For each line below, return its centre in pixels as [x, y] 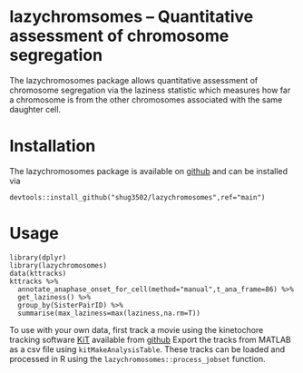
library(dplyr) [38, 257]
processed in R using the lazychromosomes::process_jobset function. [137, 358]
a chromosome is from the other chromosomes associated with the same [146, 99]
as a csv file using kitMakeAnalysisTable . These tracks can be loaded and [147, 349]
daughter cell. [35, 109]
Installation [53, 146]
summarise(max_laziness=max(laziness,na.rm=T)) [109, 313]
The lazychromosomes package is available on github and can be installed [149, 171]
